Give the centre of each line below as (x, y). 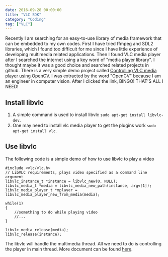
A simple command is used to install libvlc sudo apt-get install (79, 115)
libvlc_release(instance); (33, 234)
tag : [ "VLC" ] (19, 24)
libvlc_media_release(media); (37, 230)
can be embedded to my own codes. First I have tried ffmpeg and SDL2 (79, 44)
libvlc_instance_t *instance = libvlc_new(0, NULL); (62, 181)
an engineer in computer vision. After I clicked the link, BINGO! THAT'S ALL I (84, 81)
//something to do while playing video (56, 212)
